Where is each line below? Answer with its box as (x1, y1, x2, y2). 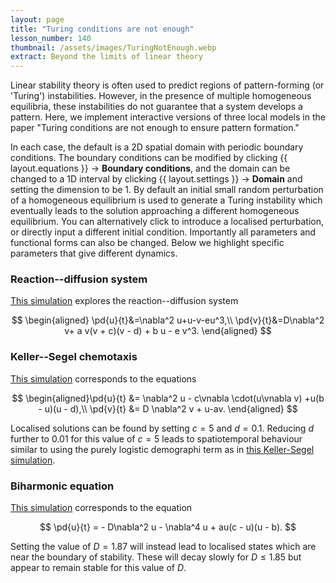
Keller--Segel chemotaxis (10, 350, 138, 364)
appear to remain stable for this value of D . (10, 562, 187, 574)
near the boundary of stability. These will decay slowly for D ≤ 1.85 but (10, 551, 302, 563)
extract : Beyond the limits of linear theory (10, 52, 203, 62)
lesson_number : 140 (10, 33, 92, 43)
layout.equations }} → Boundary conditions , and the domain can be (10, 162, 291, 175)
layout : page (10, 14, 65, 25)
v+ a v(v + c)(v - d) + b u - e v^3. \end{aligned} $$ (64, 325, 272, 337)
